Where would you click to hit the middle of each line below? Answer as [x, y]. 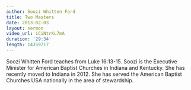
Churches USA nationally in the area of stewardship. [70, 80]
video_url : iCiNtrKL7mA [36, 34]
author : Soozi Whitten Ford [41, 12]
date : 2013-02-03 [28, 22]
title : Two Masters [30, 17]
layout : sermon [25, 28]
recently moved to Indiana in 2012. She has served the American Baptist [94, 74]
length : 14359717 [28, 45]
